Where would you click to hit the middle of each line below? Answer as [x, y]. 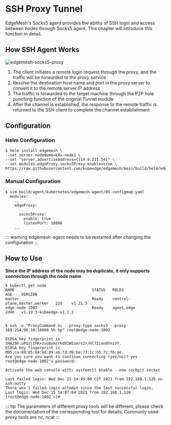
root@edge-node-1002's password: [41, 361]
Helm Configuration [30, 140]
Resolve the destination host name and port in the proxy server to [81, 82]
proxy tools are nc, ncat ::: [33, 417]
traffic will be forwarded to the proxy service [59, 77]
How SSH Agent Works [42, 50]
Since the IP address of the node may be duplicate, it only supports [78, 271]
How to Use [24, 258]
